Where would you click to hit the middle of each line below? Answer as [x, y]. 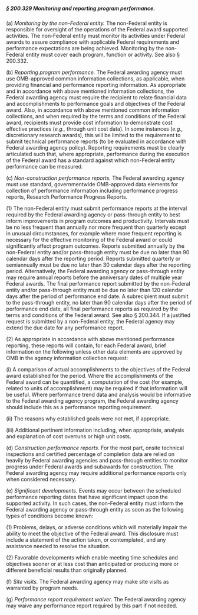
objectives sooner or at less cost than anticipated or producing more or [93, 564]
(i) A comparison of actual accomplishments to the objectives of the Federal [98, 369]
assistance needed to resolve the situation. [58, 546]
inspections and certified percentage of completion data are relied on [90, 454]
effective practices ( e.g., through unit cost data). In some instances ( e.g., [95, 129]
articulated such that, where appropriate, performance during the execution [98, 154]
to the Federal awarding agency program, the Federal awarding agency [92, 401]
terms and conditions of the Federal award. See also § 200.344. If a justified [98, 315]
